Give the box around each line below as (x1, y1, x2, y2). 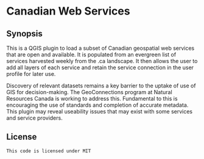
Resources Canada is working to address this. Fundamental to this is (6, 95, 178, 102)
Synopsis (6, 29, 43, 39)
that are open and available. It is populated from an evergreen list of (6, 51, 177, 58)
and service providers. (6, 114, 63, 121)
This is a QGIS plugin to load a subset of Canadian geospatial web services (6, 44, 195, 52)
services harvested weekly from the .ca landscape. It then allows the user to (6, 58, 198, 64)
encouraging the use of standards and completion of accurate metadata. (6, 101, 189, 109)
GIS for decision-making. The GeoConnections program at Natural (6, 89, 172, 95)
